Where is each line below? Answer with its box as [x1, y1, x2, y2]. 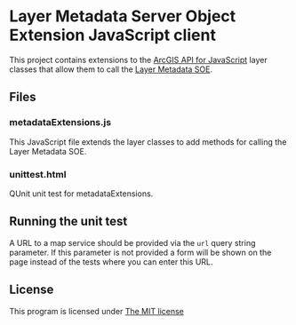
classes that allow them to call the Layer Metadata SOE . [9, 64, 213, 75]
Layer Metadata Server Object [9, 6, 236, 27]
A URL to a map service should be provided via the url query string [9, 237, 256, 248]
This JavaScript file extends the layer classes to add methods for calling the [9, 136, 287, 147]
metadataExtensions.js [9, 116, 112, 129]
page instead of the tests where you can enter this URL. [9, 256, 213, 267]
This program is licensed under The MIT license [9, 305, 185, 316]
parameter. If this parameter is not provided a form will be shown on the [9, 247, 272, 258]
